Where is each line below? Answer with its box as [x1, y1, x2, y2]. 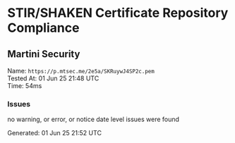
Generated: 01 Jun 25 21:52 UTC [7, 129, 102, 137]
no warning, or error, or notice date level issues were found [7, 115, 180, 124]
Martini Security [7, 48, 80, 60]
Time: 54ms [7, 82, 42, 89]
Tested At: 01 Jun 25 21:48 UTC [7, 74, 100, 82]
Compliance [7, 20, 80, 36]
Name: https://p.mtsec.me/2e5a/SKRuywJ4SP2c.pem [7, 67, 155, 75]
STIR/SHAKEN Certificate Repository [7, 5, 229, 21]
